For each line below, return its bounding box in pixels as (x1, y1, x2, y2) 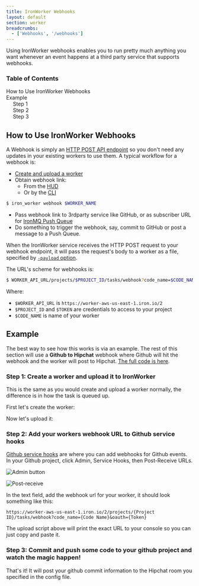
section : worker (6, 20, 46, 26)
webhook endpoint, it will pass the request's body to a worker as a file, (6, 248, 179, 255)
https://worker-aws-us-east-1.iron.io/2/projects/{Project (6, 509, 155, 515)
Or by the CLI (23, 189, 56, 196)
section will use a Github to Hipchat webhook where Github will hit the (6, 351, 179, 358)
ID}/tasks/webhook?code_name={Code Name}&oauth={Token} (6, 514, 147, 521)
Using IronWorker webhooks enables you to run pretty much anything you (6, 47, 187, 54)
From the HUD (23, 183, 59, 190)
